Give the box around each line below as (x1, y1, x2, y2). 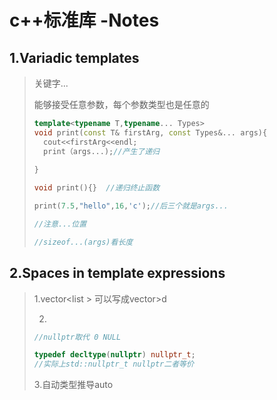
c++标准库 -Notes (9, 9, 160, 32)
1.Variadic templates (9, 49, 140, 66)
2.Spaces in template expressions (9, 265, 226, 282)
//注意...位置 (33, 219, 87, 229)
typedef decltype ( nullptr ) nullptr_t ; (33, 350, 196, 360)
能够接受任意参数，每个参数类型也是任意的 (33, 99, 210, 110)
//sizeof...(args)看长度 (33, 237, 134, 247)
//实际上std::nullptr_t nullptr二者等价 (33, 359, 194, 370)
